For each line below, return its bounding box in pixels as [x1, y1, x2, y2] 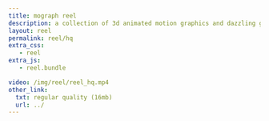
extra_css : [8, 42, 45, 50]
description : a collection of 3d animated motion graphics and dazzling [8, 19, 256, 27]
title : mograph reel [8, 11, 78, 20]
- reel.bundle [18, 64, 66, 72]
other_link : [8, 86, 48, 94]
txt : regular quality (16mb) [15, 93, 113, 101]
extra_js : [8, 57, 42, 65]
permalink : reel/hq [8, 34, 74, 42]
